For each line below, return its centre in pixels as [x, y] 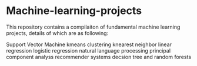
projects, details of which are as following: [57, 33]
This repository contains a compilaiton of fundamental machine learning [93, 27]
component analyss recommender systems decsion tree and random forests [99, 57]
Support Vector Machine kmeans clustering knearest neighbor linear [89, 44]
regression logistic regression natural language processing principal [89, 50]
